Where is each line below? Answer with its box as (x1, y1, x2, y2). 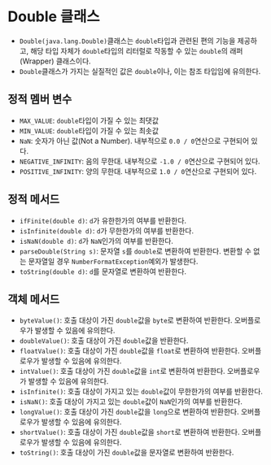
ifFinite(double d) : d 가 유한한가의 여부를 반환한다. (19, 215, 187, 225)
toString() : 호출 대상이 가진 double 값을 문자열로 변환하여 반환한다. (19, 448, 234, 458)
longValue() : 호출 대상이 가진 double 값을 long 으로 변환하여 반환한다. (19, 407, 239, 417)
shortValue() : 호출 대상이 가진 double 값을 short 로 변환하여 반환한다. (19, 428, 240, 437)
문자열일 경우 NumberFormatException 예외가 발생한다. (28, 256, 199, 266)
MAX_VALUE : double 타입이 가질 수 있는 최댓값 (19, 115, 160, 125)
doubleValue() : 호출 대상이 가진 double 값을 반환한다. (19, 336, 189, 345)
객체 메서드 (7, 292, 60, 306)
